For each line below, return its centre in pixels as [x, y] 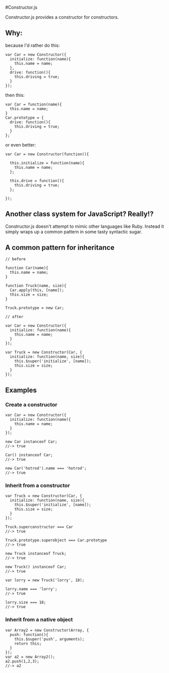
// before [16, 259]
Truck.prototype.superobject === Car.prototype [56, 540]
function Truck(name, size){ [36, 286]
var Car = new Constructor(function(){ [47, 154]
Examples [21, 390]
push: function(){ [29, 634]
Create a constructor [31, 404]
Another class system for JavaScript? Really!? [79, 214]
